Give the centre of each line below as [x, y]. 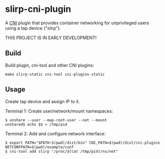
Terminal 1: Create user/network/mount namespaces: [59, 111]
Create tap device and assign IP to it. [42, 101]
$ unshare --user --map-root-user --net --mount [56, 120]
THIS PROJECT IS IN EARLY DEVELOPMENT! [51, 38]
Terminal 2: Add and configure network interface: [55, 133]
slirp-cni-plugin [38, 9]
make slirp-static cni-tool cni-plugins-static [55, 74]
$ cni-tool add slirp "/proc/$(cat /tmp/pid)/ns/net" [62, 151]
